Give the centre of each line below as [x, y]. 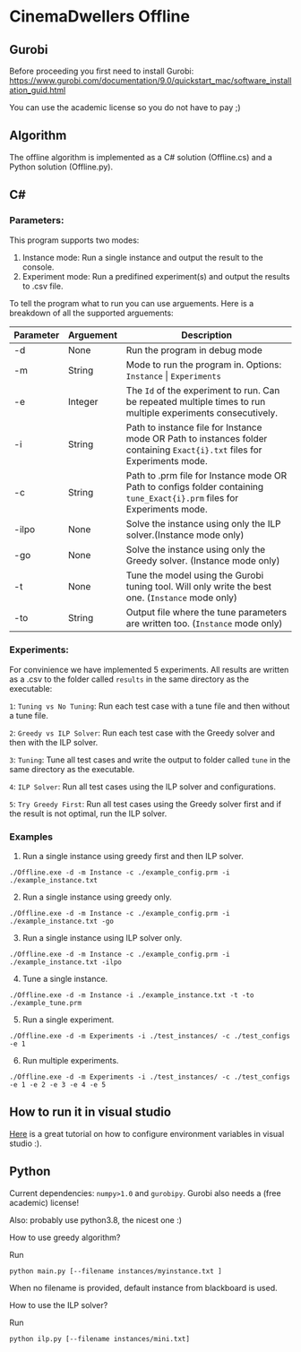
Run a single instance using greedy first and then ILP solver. [133, 857]
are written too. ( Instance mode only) [204, 623]
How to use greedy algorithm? [65, 1237]
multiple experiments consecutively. [202, 412]
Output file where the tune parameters [206, 612]
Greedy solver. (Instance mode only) [203, 560]
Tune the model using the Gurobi [195, 575]
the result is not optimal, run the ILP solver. [88, 814]
